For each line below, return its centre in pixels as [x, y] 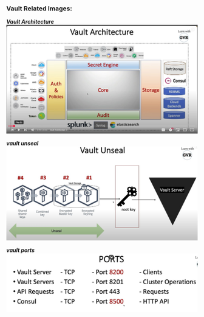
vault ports [21, 250]
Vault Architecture [30, 22]
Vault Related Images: [39, 9]
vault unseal [22, 144]
